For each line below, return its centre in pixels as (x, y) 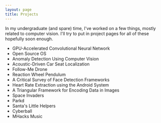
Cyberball (22, 111)
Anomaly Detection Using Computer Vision (55, 59)
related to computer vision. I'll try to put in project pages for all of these (77, 33)
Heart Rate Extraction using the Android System (61, 85)
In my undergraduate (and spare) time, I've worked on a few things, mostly (80, 28)
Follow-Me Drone (30, 69)
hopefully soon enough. (29, 39)
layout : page (18, 10)
